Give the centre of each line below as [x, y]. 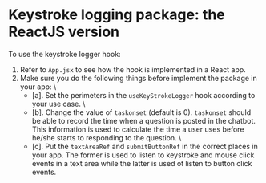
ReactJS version [64, 32]
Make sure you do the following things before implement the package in [139, 78]
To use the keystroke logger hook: [65, 54]
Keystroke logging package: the [117, 15]
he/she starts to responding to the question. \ [107, 137]
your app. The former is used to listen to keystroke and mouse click [143, 155]
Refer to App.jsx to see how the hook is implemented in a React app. [133, 69]
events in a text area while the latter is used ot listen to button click [142, 163]
